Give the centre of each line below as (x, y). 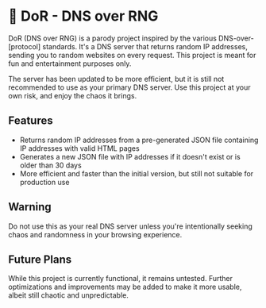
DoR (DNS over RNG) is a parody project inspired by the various (112, 38)
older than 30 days (50, 165)
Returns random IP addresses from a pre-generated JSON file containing (139, 140)
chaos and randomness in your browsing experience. (95, 234)
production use (44, 182)
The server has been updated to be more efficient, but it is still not (116, 79)
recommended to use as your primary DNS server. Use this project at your (130, 87)
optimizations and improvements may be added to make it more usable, (125, 287)
